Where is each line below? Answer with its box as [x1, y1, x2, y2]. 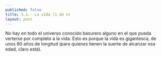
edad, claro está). [5, 46, 42, 52]
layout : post [5, 16, 33, 21]
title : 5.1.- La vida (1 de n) [5, 12, 71, 17]
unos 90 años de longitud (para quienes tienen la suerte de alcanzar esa [5, 41, 155, 47]
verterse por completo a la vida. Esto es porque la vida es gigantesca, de [5, 35, 156, 41]
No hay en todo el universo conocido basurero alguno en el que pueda [5, 30, 152, 36]
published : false [5, 7, 42, 12]
